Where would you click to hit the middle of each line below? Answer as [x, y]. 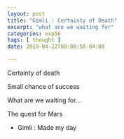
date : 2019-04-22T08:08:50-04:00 [56, 47]
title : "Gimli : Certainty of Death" [62, 20]
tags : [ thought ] [34, 40]
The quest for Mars [35, 114]
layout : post [26, 14]
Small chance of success [43, 86]
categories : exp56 [34, 34]
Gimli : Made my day [47, 127]
